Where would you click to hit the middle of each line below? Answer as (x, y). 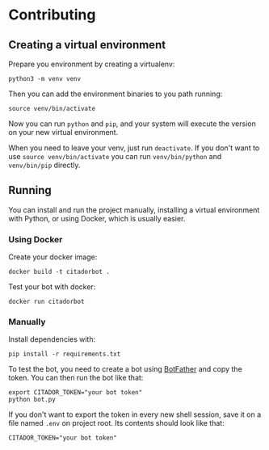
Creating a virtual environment (87, 45)
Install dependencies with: (52, 339)
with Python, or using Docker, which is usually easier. (97, 218)
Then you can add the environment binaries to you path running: (116, 94)
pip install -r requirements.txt (65, 354)
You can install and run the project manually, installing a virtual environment (134, 210)
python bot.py (32, 400)
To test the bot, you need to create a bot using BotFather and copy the (125, 369)
